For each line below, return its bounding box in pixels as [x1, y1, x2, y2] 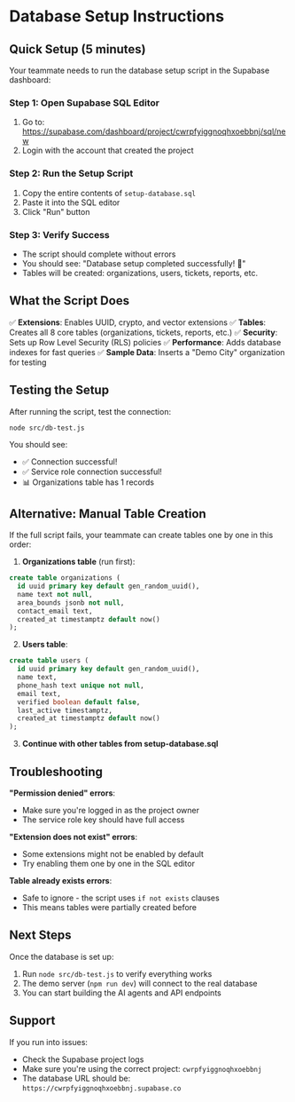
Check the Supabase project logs [21, 1054, 144, 1065]
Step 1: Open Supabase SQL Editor [9, 96, 159, 108]
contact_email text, [17, 606, 93, 615]
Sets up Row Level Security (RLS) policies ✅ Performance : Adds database [9, 337, 282, 347]
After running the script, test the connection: [9, 406, 171, 416]
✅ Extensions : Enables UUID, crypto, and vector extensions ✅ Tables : [9, 317, 267, 328]
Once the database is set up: [9, 951, 114, 962]
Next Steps [9, 928, 72, 943]
